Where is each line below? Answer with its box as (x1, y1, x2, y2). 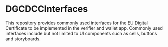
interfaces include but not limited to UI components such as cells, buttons (5, 30, 157, 36)
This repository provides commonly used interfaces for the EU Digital (5, 20, 148, 26)
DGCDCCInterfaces (5, 3, 88, 15)
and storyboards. (5, 36, 41, 42)
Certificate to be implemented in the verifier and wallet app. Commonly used (5, 25, 163, 31)
